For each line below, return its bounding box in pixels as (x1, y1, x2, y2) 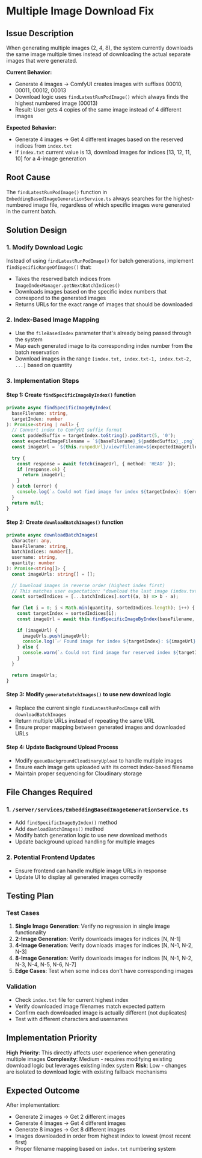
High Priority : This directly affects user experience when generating (6, 1049, 176, 1056)
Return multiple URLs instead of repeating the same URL (14, 717, 155, 724)
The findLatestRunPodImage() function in (6, 188, 107, 195)
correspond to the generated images (14, 294, 106, 301)
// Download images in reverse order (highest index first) (11, 582, 165, 588)
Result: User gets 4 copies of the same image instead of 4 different (14, 106, 182, 113)
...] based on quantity (14, 361, 73, 368)
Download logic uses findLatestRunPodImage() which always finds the (14, 93, 189, 100)
